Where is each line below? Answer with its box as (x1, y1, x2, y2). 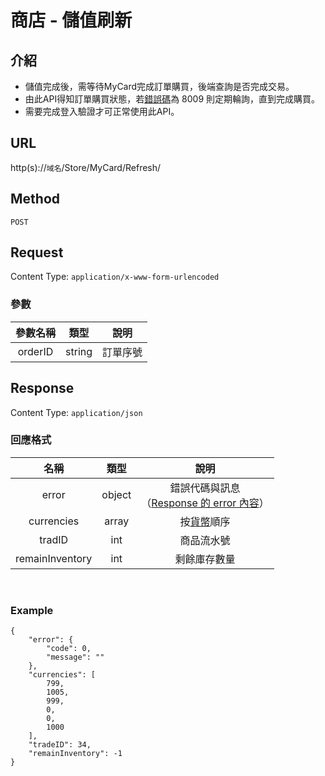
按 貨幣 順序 (179, 514, 231, 528)
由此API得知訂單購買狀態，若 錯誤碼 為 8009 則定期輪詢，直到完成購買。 (24, 93, 321, 105)
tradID (39, 532, 69, 546)
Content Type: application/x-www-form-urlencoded (10, 271, 220, 283)
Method (10, 191, 61, 208)
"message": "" (46, 652, 105, 663)
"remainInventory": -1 (28, 749, 123, 759)
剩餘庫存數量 (174, 552, 236, 566)
